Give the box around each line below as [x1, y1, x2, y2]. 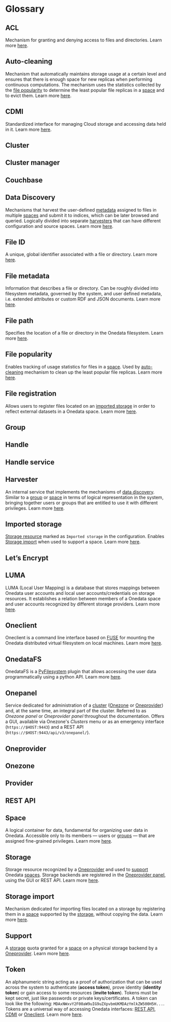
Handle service [5, 458, 55, 467]
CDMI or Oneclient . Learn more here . [5, 1011, 83, 1017]
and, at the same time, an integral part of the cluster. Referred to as [5, 708, 146, 714]
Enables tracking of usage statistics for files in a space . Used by [5, 363, 140, 369]
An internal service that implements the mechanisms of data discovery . [5, 489, 155, 495]
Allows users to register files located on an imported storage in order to [5, 403, 156, 409]
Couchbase [5, 176, 43, 184]
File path [5, 316, 34, 325]
